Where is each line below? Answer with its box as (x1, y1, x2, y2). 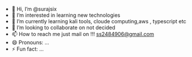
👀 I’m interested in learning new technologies (11, 12, 121, 19)
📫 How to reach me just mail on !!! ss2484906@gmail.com (11, 31, 155, 37)
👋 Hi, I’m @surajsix (11, 6, 57, 12)
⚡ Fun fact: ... (11, 45, 44, 52)
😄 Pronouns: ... (11, 39, 50, 46)
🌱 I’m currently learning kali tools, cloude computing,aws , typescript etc (11, 18, 187, 24)
